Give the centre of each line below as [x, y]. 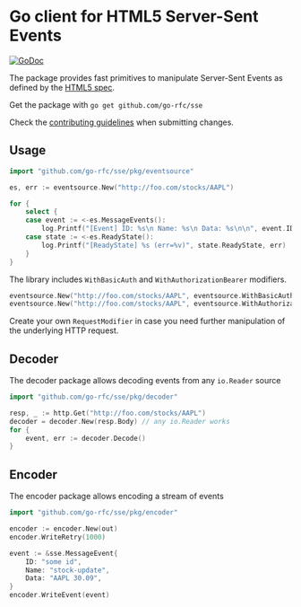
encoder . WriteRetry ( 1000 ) [57, 537]
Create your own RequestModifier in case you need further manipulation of [147, 321]
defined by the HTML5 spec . [62, 87]
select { [42, 212]
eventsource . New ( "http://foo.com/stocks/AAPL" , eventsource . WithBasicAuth [152, 295]
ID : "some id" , [54, 562]
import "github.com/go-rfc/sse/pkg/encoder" [94, 513]
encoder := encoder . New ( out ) [64, 529]
